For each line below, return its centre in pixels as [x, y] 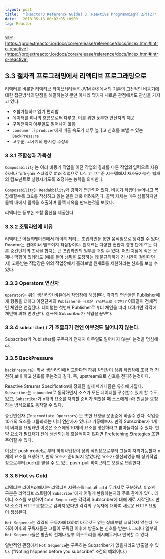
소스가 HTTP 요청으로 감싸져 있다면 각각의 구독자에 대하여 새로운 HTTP [79, 505]
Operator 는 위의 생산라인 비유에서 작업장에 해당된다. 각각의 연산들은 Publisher [81, 295]
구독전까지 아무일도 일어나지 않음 [44, 124]
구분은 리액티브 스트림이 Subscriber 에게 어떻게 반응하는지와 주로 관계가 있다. [79, 493]
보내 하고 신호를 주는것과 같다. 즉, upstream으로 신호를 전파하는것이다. [82, 376]
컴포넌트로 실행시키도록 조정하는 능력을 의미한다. [57, 179]
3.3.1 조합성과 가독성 [28, 155]
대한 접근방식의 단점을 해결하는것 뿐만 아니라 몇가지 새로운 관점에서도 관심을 [78, 95]
